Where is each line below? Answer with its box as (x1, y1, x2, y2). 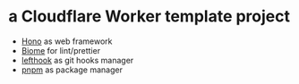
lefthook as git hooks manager (21, 55, 134, 65)
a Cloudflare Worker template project (8, 6, 290, 27)
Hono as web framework (21, 36, 113, 46)
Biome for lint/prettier (21, 45, 100, 55)
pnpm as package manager (21, 64, 123, 75)
